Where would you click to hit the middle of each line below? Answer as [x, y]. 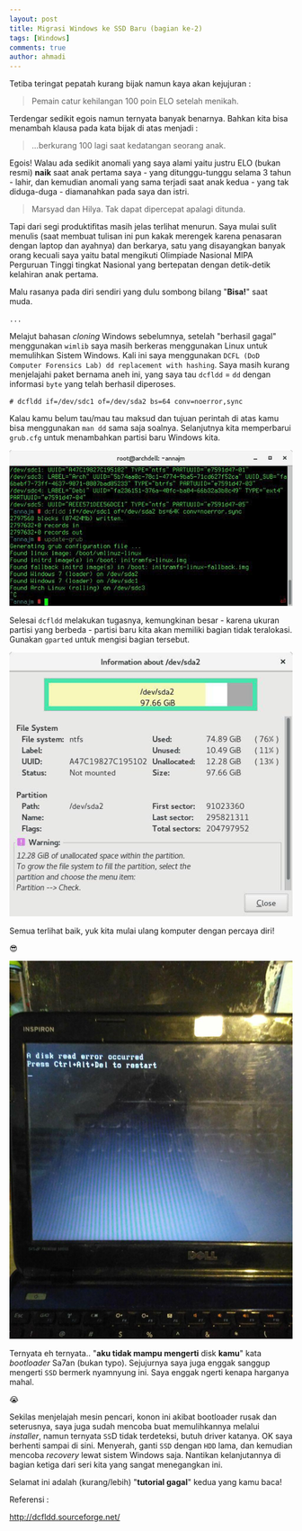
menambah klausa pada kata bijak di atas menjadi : [104, 128]
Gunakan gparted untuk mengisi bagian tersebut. [100, 639]
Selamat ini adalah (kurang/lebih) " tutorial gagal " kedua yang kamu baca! [146, 1481]
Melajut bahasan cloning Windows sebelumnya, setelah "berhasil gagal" [143, 337]
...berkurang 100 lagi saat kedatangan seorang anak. [129, 146]
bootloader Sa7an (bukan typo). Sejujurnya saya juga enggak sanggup [140, 1363]
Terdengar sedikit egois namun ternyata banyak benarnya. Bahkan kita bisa [149, 119]
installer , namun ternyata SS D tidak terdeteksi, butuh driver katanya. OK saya [151, 1436]
